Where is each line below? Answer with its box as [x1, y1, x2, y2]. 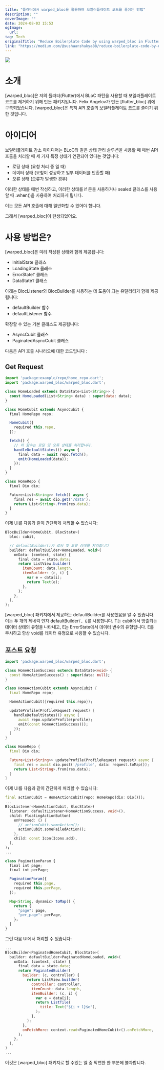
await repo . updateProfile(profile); [18, 717, 93, 722]
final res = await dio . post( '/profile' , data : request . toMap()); [14, 762, 150, 767]
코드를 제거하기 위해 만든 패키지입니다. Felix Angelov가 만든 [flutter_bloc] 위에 [5, 98, 155, 104]
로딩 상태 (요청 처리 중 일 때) [12, 163, 66, 169]
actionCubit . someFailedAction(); [18, 827, 86, 832]
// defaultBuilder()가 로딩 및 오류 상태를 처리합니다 [9, 543, 109, 548]
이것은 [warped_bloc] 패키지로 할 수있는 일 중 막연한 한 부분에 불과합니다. [5, 1059, 146, 1065]
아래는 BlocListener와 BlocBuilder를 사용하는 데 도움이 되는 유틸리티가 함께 [5, 288, 149, 294]
